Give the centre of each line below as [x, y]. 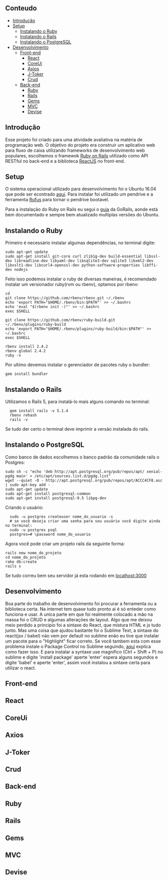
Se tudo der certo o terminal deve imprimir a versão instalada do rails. [77, 429]
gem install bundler [27, 374]
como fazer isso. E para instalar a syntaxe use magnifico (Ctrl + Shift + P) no [84, 652]
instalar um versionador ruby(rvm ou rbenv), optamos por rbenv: [72, 284]
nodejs [21, 270]
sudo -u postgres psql [33, 530]
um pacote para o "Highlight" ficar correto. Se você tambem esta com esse [83, 641]
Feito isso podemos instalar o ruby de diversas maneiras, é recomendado [81, 279]
